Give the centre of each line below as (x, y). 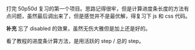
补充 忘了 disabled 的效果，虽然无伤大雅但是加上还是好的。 (79, 29)
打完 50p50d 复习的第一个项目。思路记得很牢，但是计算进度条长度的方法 (95, 9)
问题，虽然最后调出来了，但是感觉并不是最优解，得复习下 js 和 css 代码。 (101, 16)
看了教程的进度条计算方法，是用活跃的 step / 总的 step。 (75, 41)
